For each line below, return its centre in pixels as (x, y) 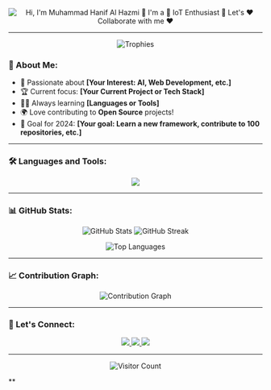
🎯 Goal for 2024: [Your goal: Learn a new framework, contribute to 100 (140, 124)
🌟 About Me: (33, 64)
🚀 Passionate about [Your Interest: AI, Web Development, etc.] (125, 83)
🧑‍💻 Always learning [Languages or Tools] (90, 103)
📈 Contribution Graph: (54, 276)
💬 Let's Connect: (42, 325)
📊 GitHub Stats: (40, 210)
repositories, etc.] (51, 132)
